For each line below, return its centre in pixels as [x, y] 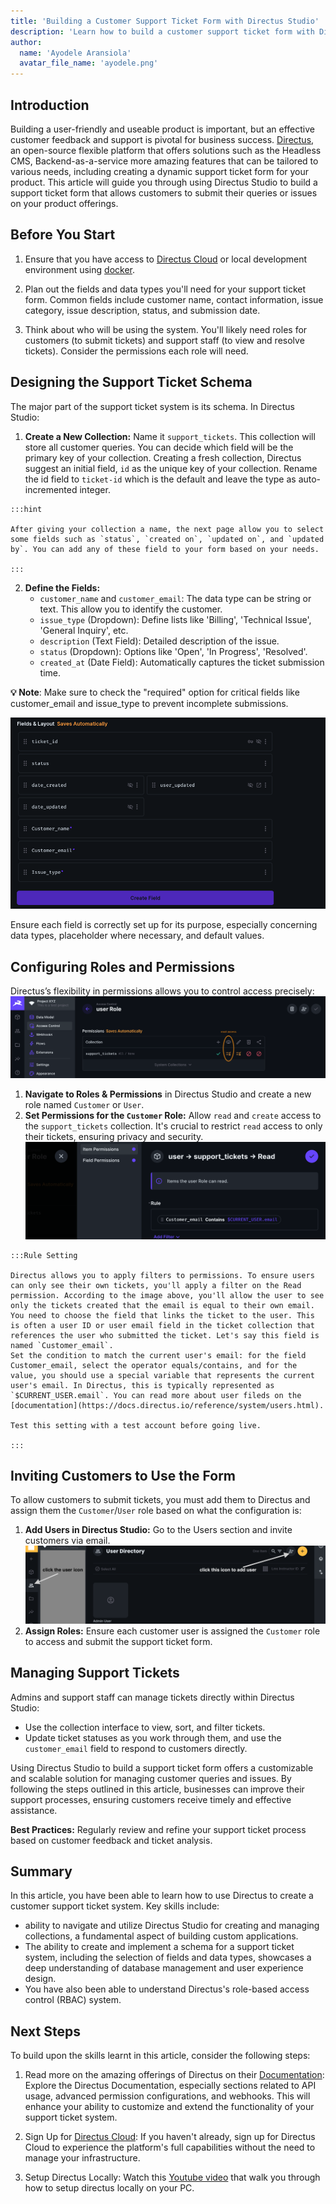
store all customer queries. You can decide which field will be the [159, 447]
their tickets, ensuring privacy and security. [114, 1136]
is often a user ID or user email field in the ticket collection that [162, 1325]
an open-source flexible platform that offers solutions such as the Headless [166, 150]
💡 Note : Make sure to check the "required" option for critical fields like [155, 692]
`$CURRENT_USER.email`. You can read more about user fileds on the [156, 1395]
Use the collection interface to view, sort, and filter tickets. [145, 1727]
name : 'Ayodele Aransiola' [75, 53]
